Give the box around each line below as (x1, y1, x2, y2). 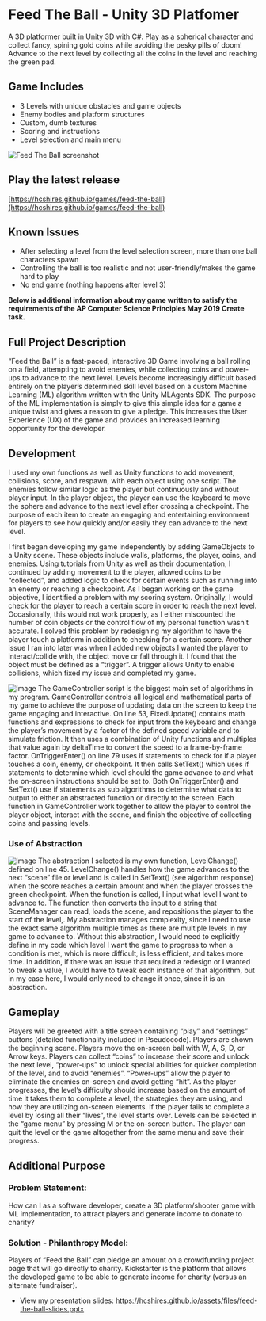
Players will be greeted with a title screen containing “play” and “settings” (8, 1026, 248, 1036)
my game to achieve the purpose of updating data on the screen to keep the (8, 701, 257, 710)
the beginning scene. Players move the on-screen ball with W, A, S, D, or (8, 1044, 245, 1053)
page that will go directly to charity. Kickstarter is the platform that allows (8, 1264, 247, 1273)
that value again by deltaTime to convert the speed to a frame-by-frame (8, 743, 243, 752)
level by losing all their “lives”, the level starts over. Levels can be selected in (8, 1111, 257, 1121)
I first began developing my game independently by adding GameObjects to (8, 542, 255, 552)
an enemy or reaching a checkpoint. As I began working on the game (8, 584, 234, 594)
